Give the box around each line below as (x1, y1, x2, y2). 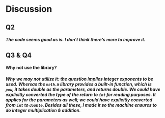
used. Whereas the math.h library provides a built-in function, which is (5, 81, 152, 87)
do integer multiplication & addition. (5, 107, 81, 113)
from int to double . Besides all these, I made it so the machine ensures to (5, 102, 157, 108)
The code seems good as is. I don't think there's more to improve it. (5, 37, 146, 43)
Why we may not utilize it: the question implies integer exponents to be (5, 76, 154, 82)
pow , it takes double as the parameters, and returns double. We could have (5, 86, 161, 92)
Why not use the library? (5, 65, 57, 71)
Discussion (5, 3, 52, 15)
